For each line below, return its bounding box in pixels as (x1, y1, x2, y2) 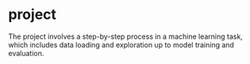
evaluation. (8, 48, 44, 58)
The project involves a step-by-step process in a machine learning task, (8, 32, 244, 41)
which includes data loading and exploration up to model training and (8, 40, 234, 49)
